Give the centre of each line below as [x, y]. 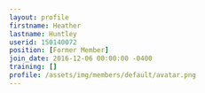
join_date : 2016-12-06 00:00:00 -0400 [81, 58]
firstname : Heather [45, 26]
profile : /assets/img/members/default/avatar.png [103, 75]
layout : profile [39, 17]
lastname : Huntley [43, 34]
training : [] [33, 67]
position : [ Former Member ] [59, 50]
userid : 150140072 [43, 42]
